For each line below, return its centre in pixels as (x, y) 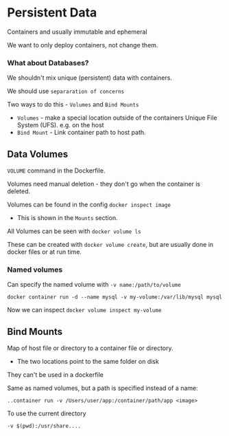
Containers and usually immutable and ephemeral (77, 32)
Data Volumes (38, 154)
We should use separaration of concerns (66, 91)
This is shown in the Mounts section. (67, 218)
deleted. (19, 191)
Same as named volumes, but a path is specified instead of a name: (103, 388)
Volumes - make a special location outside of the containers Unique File (117, 118)
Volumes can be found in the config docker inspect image (89, 205)
